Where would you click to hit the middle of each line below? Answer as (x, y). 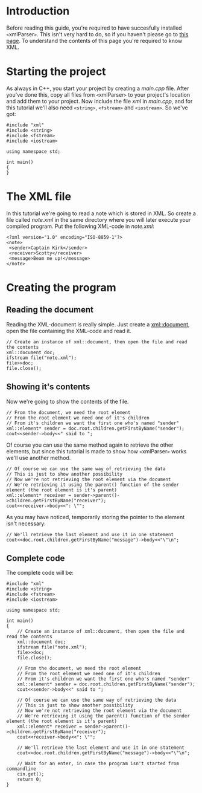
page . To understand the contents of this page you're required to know (94, 40)
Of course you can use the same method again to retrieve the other (90, 445)
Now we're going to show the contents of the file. (68, 401)
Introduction (38, 11)
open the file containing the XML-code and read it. (69, 331)
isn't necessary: (26, 523)
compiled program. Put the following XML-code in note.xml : (80, 226)
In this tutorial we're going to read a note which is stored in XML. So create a (101, 213)
